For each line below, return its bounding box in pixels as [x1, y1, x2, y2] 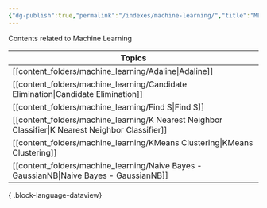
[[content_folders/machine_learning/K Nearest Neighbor [12, 114, 223, 125]
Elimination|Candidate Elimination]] [12, 88, 143, 99]
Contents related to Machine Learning [8, 33, 133, 43]
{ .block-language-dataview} [8, 190, 103, 199]
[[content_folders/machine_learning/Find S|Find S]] [12, 101, 205, 112]
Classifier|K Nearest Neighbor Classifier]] [12, 124, 168, 135]
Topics [120, 52, 147, 64]
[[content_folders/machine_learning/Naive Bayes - [12, 160, 203, 171]
